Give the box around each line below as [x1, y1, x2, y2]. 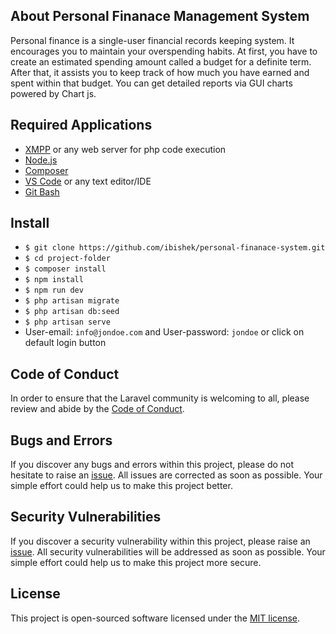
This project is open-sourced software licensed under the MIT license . [10, 612, 301, 624]
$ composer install [24, 264, 107, 274]
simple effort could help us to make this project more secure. [10, 556, 262, 568]
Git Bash [24, 185, 60, 198]
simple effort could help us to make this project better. [10, 480, 233, 492]
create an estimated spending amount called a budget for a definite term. [10, 55, 312, 68]
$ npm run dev [24, 285, 84, 296]
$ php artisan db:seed [24, 307, 120, 317]
